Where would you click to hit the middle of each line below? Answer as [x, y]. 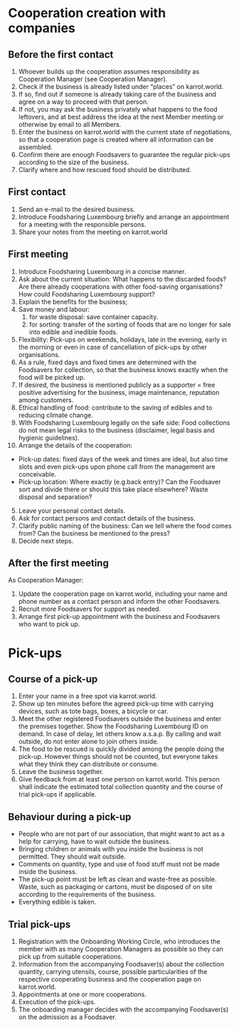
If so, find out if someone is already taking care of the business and [117, 94]
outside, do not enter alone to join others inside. [89, 742]
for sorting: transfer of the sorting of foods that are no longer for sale [130, 324]
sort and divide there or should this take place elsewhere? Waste [113, 489]
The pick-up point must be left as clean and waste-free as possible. [117, 879]
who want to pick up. [49, 624]
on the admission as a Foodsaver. [67, 1017]
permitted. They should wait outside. [72, 857]
